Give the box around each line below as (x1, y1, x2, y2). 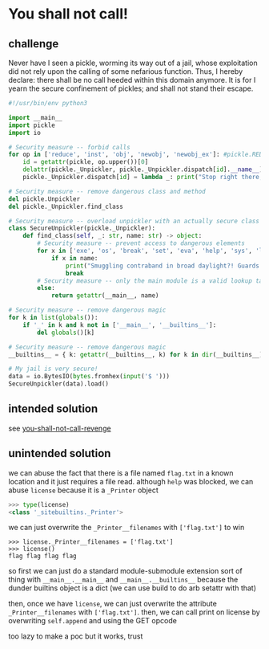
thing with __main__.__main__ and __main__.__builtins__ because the (8, 575, 239, 585)
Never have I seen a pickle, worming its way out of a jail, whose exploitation (8, 58, 258, 67)
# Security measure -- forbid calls (8, 143, 130, 151)
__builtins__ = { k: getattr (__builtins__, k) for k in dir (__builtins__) (8, 350, 263, 358)
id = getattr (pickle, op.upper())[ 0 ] (22, 158, 149, 166)
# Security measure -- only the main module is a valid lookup (37, 276, 252, 285)
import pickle (8, 121, 56, 129)
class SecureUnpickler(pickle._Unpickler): (8, 224, 156, 233)
